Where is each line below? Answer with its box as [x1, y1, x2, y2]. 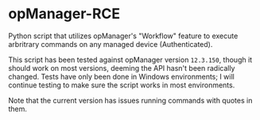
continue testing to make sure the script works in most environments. [8, 80, 235, 90]
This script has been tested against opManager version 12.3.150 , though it [8, 55, 253, 64]
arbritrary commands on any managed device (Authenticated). [8, 39, 213, 48]
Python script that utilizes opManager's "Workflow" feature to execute [8, 31, 239, 41]
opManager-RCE [8, 5, 121, 23]
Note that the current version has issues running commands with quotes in [8, 95, 253, 105]
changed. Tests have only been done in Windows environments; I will [8, 72, 235, 81]
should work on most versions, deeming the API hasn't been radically [8, 63, 235, 72]
